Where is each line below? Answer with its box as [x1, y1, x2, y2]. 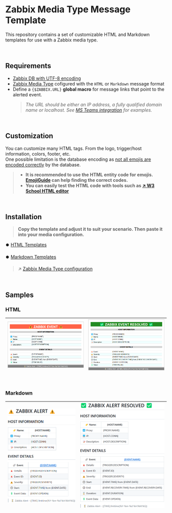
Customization [5, 132, 54, 140]
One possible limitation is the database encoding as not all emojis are [5, 156, 152, 162]
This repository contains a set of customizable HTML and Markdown [5, 31, 150, 37]
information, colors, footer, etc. [5, 151, 71, 157]
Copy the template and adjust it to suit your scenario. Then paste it [17, 226, 163, 232]
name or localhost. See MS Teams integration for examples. [25, 106, 153, 113]
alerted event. [12, 91, 42, 98]
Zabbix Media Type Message [5, 4, 131, 15]
